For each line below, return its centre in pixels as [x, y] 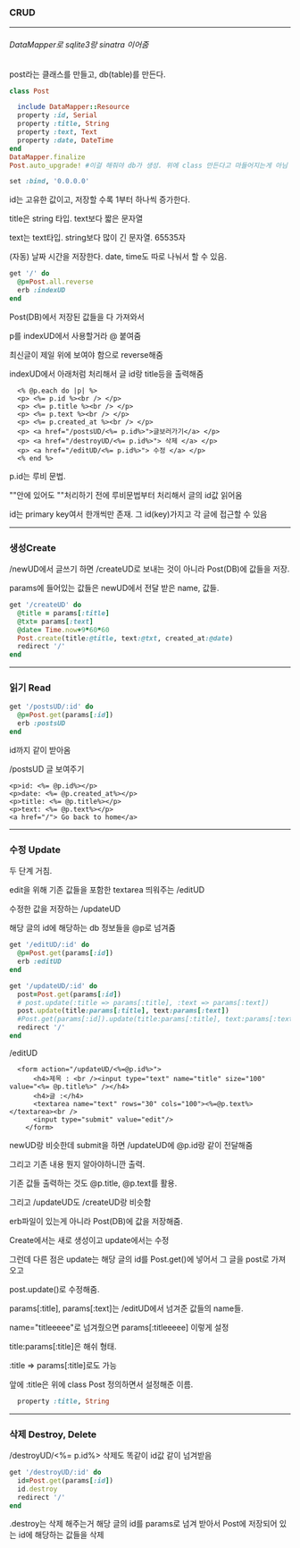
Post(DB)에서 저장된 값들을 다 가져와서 [77, 317]
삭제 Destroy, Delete [53, 1434]
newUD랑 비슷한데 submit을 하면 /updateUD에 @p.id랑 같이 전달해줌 [131, 1145]
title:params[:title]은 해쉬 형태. [63, 1346]
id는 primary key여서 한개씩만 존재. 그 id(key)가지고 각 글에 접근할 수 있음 [138, 514]
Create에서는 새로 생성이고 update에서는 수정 [89, 1239]
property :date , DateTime [66, 140]
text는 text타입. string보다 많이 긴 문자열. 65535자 [97, 238]
